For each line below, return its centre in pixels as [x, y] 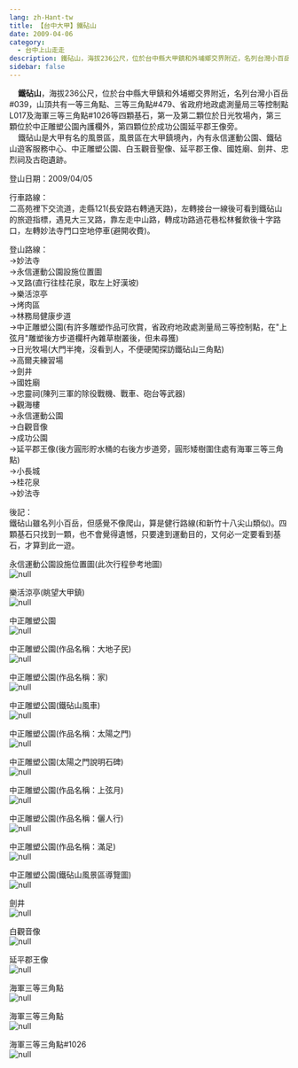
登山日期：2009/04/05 [51, 178]
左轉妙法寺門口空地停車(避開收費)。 [90, 230]
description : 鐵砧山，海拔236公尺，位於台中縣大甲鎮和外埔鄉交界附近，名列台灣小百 [147, 58]
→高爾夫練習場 [36, 360]
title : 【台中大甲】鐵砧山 [53, 26]
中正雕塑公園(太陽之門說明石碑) [67, 761]
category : [27, 42]
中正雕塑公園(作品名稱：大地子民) [71, 649]
